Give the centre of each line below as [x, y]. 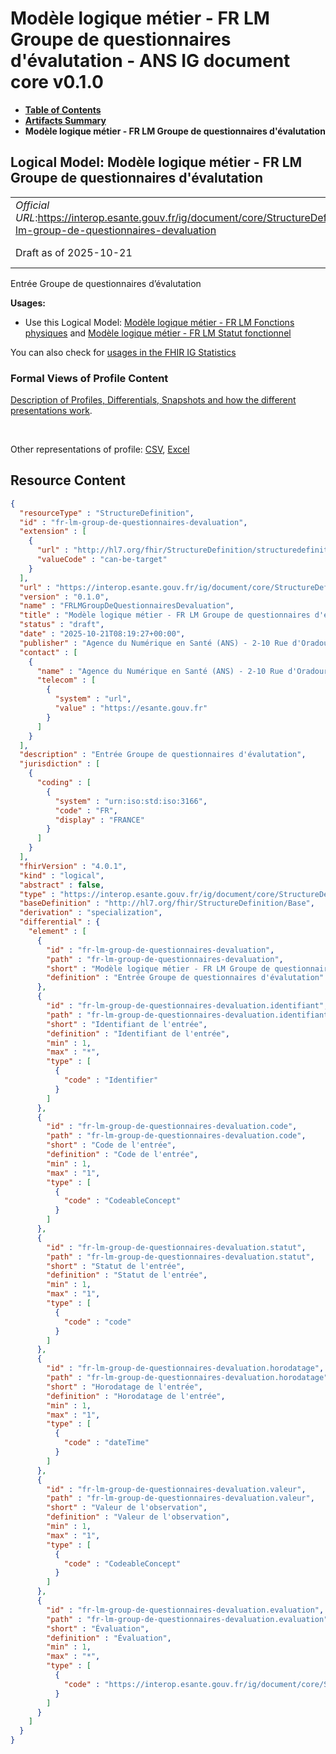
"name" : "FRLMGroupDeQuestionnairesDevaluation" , [127, 606]
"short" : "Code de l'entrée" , [111, 1145]
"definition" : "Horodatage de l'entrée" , [136, 1396]
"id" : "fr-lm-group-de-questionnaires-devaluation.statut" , [176, 1247]
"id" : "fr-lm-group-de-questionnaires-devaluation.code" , [172, 1127]
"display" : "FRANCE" [99, 820]
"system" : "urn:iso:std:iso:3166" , [131, 801]
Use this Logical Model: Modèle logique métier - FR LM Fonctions [159, 322]
